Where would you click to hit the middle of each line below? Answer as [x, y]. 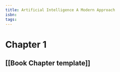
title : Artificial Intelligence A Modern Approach [60, 10]
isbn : [11, 15]
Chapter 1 [26, 44]
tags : [11, 19]
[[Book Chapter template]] [48, 63]
